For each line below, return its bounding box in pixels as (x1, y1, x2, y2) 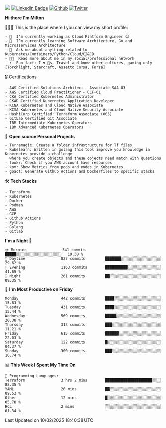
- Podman (5, 203, 23, 208)
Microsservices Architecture (5, 43, 66, 48)
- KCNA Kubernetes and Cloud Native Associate (5, 103, 103, 108)
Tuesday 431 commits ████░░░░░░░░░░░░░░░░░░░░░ (5, 305, 162, 310)
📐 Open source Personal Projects (5, 134, 75, 139)
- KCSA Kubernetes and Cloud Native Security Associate (5, 107, 123, 112)
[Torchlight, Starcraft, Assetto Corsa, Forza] (5, 65, 106, 70)
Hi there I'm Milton (5, 15, 44, 21)
